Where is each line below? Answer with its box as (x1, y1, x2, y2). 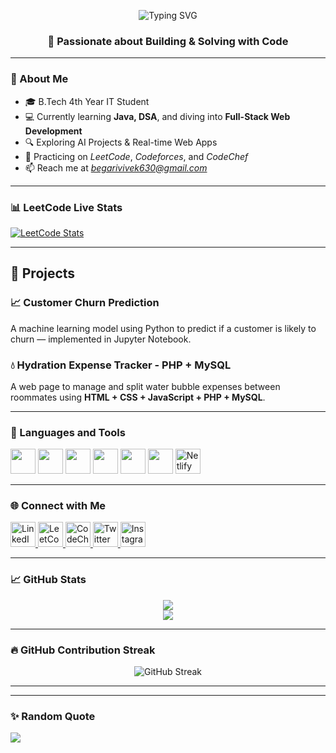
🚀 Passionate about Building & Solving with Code (47, 34, 289, 48)
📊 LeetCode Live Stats (10, 200, 123, 214)
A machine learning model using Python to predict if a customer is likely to (10, 322, 317, 334)
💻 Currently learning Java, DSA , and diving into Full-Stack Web (24, 110, 291, 122)
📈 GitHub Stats (10, 573, 87, 587)
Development (24, 125, 83, 137)
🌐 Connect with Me (10, 499, 107, 513)
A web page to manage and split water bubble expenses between (10, 380, 281, 392)
